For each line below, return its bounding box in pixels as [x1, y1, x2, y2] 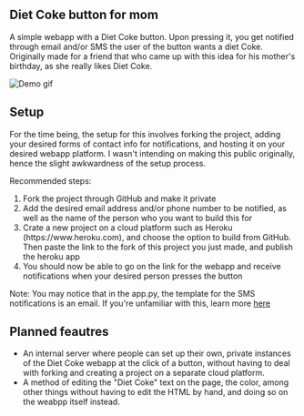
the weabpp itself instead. [22, 396, 120, 408]
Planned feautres [9, 324, 109, 340]
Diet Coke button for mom [9, 7, 159, 23]
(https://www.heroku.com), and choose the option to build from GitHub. [22, 231, 291, 242]
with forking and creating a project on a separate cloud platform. [22, 368, 266, 379]
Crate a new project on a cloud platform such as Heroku [22, 222, 234, 233]
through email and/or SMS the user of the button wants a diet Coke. [9, 41, 264, 52]
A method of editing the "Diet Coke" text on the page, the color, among [22, 377, 289, 388]
